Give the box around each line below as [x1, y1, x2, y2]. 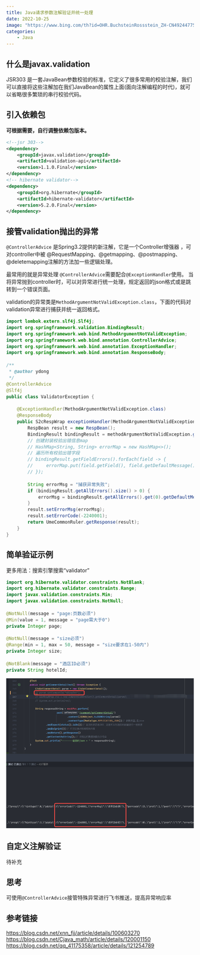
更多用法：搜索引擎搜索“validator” [6, 566, 90, 574]
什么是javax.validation [6, 59, 90, 69]
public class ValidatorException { [6, 393, 95, 400]
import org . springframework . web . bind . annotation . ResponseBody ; [6, 350, 167, 356]
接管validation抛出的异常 [6, 226, 99, 236]
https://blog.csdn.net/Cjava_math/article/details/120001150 [6, 936, 151, 943]
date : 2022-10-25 [6, 15, 49, 22]
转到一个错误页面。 [6, 286, 54, 293]
